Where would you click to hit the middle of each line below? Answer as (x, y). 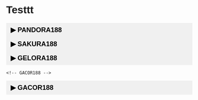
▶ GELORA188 (34, 58)
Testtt (20, 10)
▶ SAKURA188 (34, 44)
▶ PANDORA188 (36, 30)
